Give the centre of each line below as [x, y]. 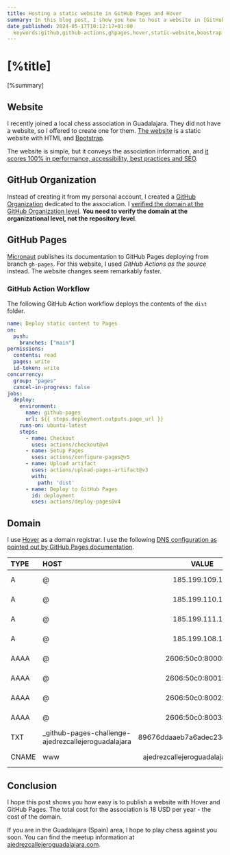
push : [21, 336]
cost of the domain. [35, 817]
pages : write [32, 362]
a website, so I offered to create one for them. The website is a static [104, 131]
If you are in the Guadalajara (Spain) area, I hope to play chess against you [112, 830]
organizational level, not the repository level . [72, 218]
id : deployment [53, 495]
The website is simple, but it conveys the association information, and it [108, 151]
